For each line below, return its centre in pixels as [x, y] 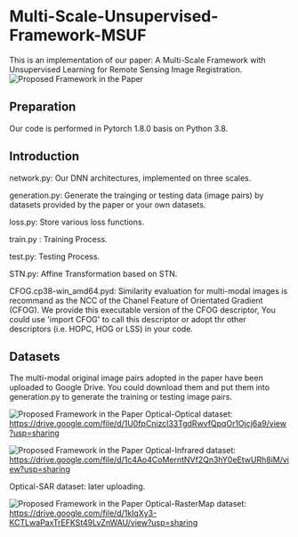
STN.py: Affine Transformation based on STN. [93, 273]
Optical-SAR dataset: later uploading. [77, 486]
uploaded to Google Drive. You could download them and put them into [139, 387]
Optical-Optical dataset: [189, 414]
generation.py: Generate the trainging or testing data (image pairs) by [137, 195]
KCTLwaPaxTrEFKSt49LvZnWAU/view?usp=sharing [104, 523]
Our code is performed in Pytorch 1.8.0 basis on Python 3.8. [119, 128]
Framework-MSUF [78, 35]
